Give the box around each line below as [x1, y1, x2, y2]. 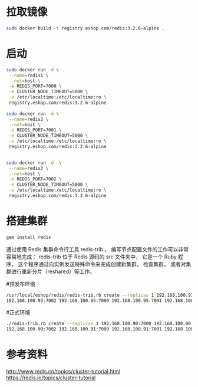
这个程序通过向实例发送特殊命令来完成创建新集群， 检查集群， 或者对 [17, 260, 186, 267]
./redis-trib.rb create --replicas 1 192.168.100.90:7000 [6, 321, 151, 327]
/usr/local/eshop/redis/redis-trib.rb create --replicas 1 [6, 292, 154, 298]
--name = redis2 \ [8, 116, 49, 122]
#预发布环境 [6, 280, 35, 287]
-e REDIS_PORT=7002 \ [8, 176, 62, 182]
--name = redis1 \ [8, 72, 49, 78]
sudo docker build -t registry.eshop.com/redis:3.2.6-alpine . [6, 25, 165, 31]
